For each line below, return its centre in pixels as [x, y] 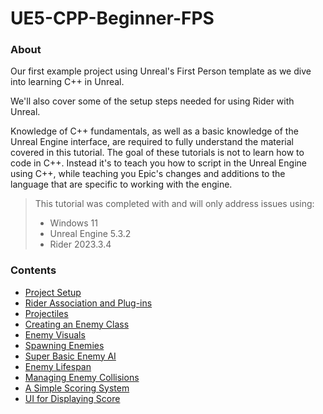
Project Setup [53, 292]
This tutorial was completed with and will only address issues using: [174, 204]
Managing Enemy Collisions [82, 377]
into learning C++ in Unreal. [67, 82]
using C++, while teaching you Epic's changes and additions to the [148, 174]
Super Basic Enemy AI [70, 356]
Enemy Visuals [55, 334]
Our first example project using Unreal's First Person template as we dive [161, 71]
